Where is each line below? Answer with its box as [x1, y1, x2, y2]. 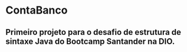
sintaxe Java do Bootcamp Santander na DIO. [5, 36, 175, 46]
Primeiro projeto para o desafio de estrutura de [5, 27, 181, 37]
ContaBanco [5, 4, 68, 17]
